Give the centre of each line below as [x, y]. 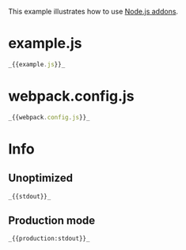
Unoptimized [41, 178]
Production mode [52, 221]
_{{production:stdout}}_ [49, 239]
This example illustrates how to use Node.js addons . [93, 11]
